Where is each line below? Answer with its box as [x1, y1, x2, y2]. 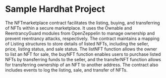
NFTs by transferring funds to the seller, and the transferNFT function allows [5, 56, 161, 62]
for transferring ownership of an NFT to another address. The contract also [5, 62, 159, 68]
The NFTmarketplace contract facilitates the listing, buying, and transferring [5, 20, 160, 26]
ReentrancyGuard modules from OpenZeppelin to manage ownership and [5, 30, 155, 36]
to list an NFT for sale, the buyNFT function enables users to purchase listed [5, 51, 161, 57]
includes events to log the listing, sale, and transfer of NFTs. [5, 67, 128, 73]
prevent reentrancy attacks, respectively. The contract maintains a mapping [5, 36, 160, 41]
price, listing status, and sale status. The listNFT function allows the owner [5, 46, 158, 52]
